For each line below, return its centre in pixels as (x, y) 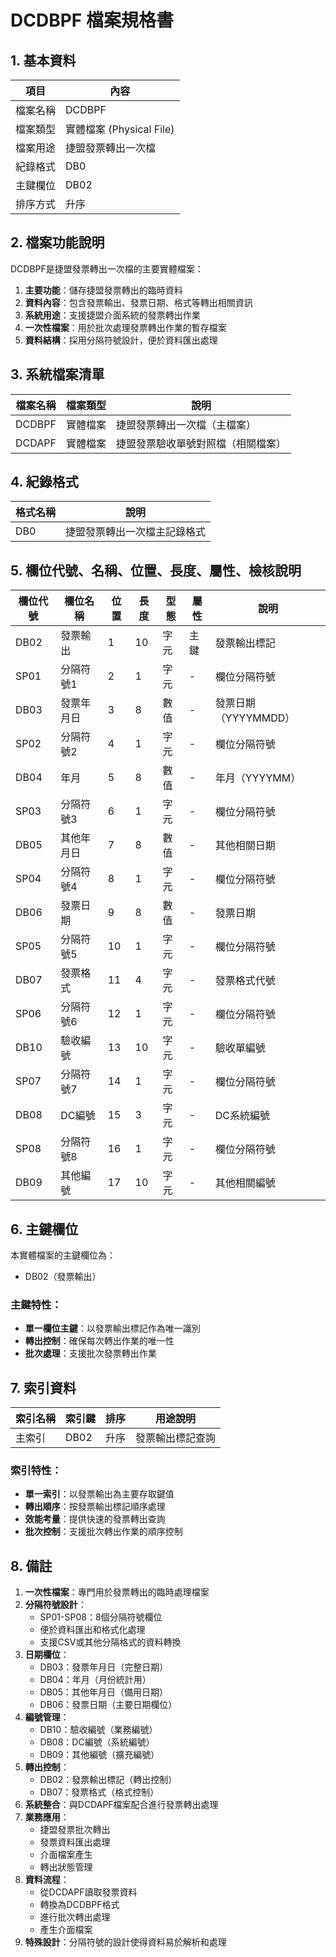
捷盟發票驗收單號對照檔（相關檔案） (201, 443)
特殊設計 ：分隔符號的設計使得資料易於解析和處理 (125, 1942)
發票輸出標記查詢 (176, 1438)
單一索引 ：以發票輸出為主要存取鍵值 (99, 1494)
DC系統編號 (242, 1116)
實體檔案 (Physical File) (120, 129)
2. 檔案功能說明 (57, 242)
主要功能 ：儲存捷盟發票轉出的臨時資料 (103, 290)
